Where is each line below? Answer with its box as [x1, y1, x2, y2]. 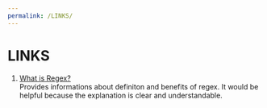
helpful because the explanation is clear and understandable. [19, 90, 223, 100]
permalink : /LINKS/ [7, 11, 73, 20]
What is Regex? [19, 73, 72, 83]
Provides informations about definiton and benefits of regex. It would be [19, 81, 259, 91]
